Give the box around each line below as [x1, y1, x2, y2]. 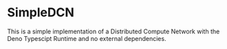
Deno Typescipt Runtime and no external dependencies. [7, 34, 166, 42]
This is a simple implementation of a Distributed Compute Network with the [7, 27, 220, 35]
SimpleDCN [7, 5, 74, 20]
